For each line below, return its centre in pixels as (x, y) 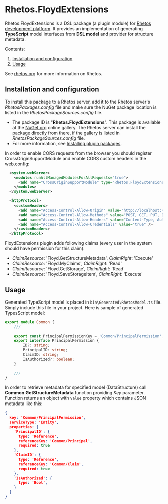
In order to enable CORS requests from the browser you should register (79, 153)
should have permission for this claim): (45, 248)
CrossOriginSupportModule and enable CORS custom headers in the (76, 158)
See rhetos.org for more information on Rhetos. (54, 73)
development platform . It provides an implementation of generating (74, 28)
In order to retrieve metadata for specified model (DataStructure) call (76, 387)
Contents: (15, 49)
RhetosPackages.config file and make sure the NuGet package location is (81, 107)
